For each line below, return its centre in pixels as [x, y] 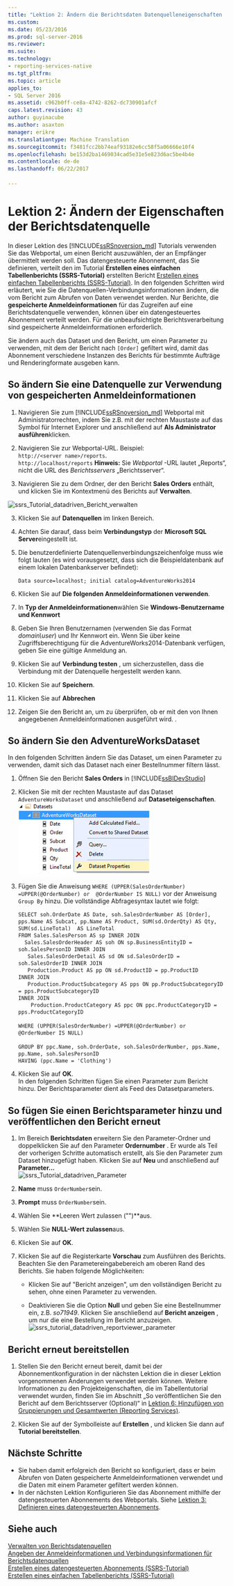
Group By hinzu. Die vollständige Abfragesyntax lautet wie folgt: [109, 901]
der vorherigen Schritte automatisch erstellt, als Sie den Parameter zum [120, 1153]
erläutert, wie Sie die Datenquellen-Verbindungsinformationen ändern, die [113, 290]
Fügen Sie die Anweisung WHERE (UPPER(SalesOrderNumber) [102, 886]
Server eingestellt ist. [48, 539]
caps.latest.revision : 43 [45, 110]
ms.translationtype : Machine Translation [69, 139]
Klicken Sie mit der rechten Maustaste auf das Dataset [95, 792]
